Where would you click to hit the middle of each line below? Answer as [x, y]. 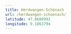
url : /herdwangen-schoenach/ [36, 14]
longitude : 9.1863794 [28, 24]
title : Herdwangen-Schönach [35, 10]
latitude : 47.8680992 [28, 19]
